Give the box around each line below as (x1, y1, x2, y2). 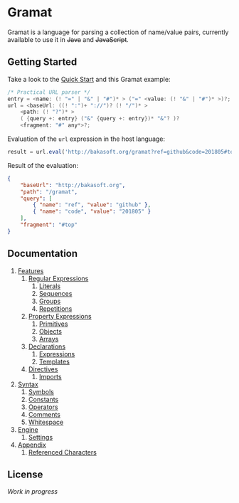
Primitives (38, 319, 68, 328)
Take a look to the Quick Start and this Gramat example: (7, 75, 171, 83)
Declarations (28, 342, 66, 351)
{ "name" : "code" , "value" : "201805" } (33, 208, 152, 216)
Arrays (38, 334, 59, 343)
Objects (38, 327, 63, 335)
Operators (28, 403, 58, 411)
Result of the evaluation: (7, 161, 78, 169)
